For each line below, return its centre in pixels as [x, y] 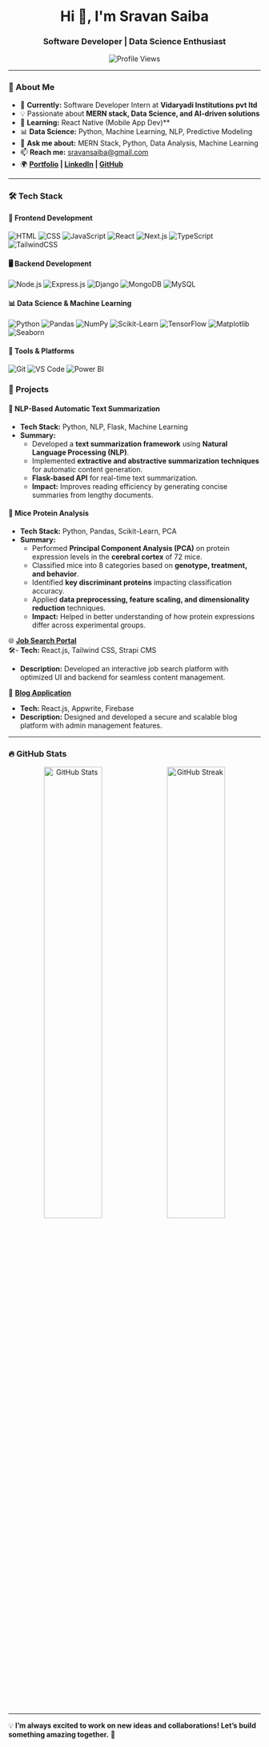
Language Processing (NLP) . [80, 452]
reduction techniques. [69, 608]
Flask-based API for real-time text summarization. [114, 478]
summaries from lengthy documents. [92, 495]
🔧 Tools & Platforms [41, 351]
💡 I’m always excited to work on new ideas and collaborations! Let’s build [132, 1725]
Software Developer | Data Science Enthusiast [134, 42]
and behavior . [55, 573]
